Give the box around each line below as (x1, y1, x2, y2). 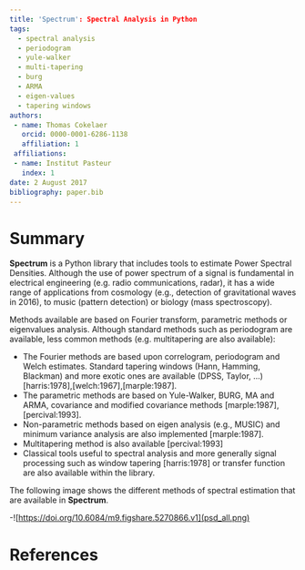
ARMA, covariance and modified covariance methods (22, 400, 223, 411)
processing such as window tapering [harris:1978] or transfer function (22, 458, 286, 469)
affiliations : (13, 149, 67, 158)
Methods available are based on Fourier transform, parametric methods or (9, 314, 288, 325)
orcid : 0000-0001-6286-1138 (21, 130, 128, 139)
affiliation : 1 (21, 139, 79, 149)
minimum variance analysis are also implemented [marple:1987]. (22, 429, 264, 440)
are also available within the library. (22, 467, 156, 478)
